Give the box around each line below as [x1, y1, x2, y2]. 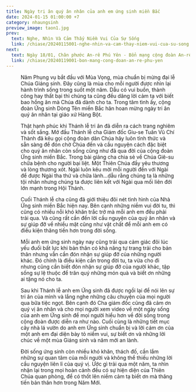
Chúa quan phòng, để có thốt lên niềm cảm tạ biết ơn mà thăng [20, 373, 173, 380]
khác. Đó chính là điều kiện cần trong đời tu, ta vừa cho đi [20, 257, 159, 264]
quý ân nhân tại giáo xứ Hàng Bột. [20, 111, 102, 118]
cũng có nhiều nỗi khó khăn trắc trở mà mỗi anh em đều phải [20, 208, 167, 215]
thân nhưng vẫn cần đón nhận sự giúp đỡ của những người [20, 250, 162, 257]
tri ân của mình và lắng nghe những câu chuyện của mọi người [20, 293, 171, 300]
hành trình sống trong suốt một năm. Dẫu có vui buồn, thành [20, 86, 166, 93]
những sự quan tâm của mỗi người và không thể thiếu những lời [20, 354, 173, 361]
